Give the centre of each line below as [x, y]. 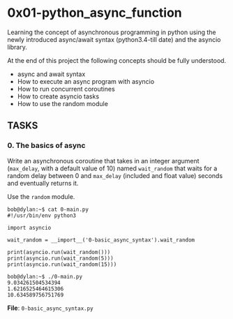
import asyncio [29, 228]
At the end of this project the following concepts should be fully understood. [117, 60]
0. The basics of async [46, 146]
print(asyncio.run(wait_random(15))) [62, 264]
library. [17, 47]
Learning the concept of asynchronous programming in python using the [112, 32]
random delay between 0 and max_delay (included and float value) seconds [115, 175]
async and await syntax [51, 74]
